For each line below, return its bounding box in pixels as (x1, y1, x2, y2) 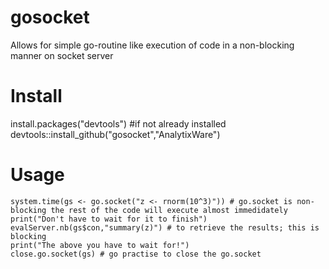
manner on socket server (10, 49, 114, 61)
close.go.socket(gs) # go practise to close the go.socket (10, 249, 262, 259)
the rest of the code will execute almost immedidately (50, 205, 288, 215)
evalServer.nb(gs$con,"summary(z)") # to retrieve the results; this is (10, 222, 320, 233)
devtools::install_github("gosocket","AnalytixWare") (10, 128, 221, 140)
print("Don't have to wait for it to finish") (10, 214, 208, 224)
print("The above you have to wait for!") (10, 240, 190, 250)
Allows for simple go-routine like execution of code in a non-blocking (10, 39, 295, 51)
